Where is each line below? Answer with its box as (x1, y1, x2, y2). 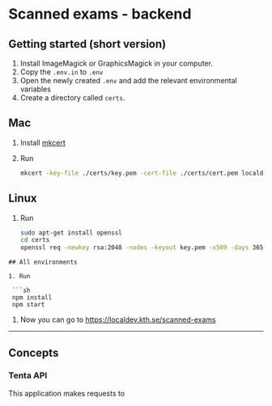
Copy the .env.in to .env (19, 67, 104, 77)
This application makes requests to (8, 388, 125, 398)
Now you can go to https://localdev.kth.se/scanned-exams (19, 315, 216, 324)
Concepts (8, 345, 59, 360)
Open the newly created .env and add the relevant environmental (19, 76, 237, 85)
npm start (11, 301, 45, 309)
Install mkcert (19, 137, 66, 147)
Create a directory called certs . (19, 93, 125, 102)
